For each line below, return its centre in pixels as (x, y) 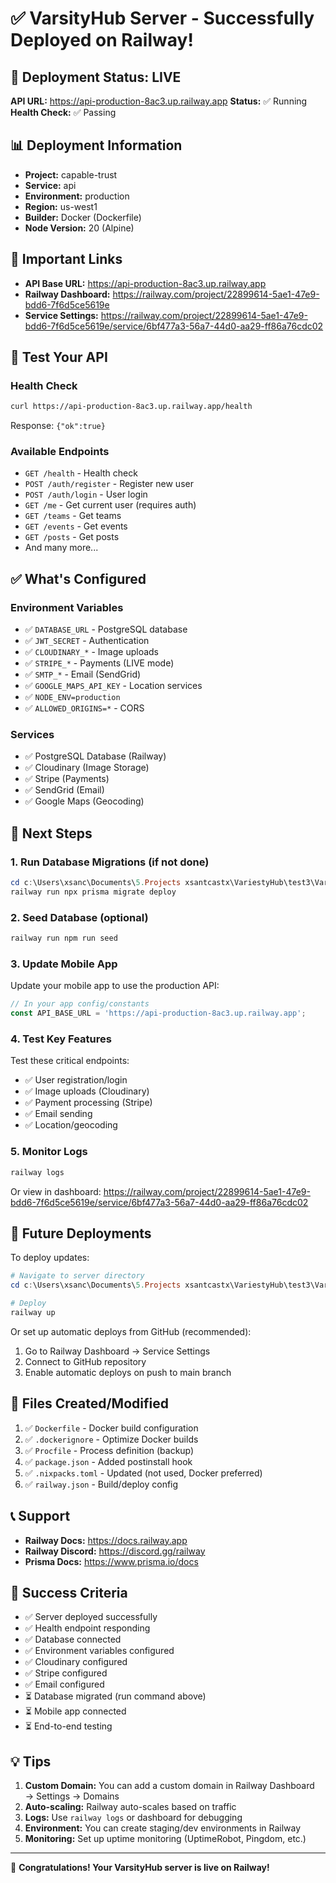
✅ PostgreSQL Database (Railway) (95, 756)
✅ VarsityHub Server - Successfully (162, 18)
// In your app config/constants (80, 1004)
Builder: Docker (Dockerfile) (83, 217)
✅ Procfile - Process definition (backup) (109, 1450)
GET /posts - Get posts (72, 537)
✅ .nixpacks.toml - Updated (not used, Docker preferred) (143, 1473)
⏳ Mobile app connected (75, 1711)
